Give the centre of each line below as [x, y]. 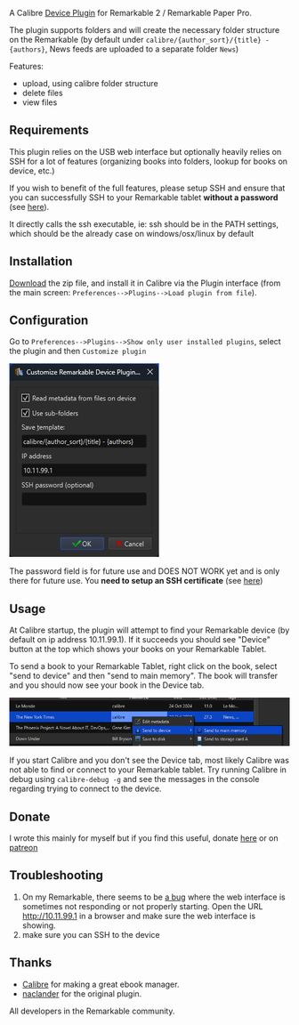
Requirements [49, 130]
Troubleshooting [57, 876]
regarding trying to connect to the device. [85, 789]
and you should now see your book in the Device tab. [107, 685]
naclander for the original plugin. [82, 993]
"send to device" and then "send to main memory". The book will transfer [144, 676]
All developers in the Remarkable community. [92, 1011]
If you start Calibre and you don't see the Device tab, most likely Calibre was [149, 761]
